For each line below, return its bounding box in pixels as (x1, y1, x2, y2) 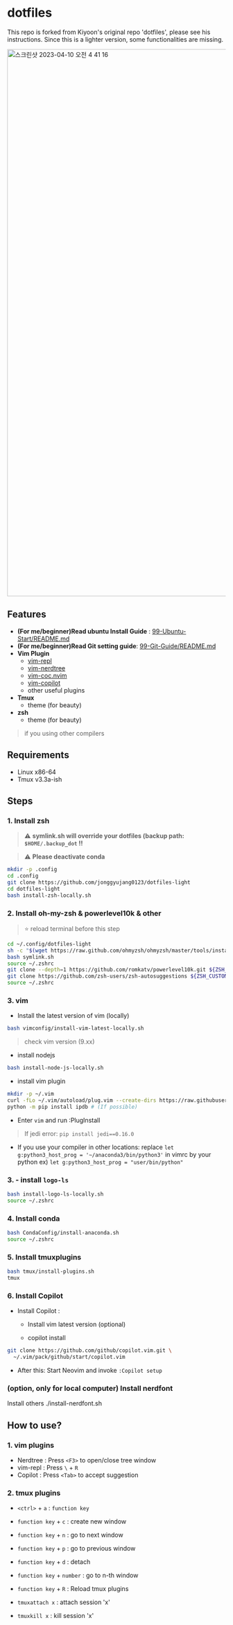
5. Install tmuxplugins (7, 1252, 82, 1262)
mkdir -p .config (7, 866, 58, 873)
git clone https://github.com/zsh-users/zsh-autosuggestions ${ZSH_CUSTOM (7, 973, 228, 980)
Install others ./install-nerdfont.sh (7, 1399, 103, 1408)
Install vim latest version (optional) (27, 1320, 126, 1328)
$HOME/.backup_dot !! (24, 839, 83, 848)
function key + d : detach (17, 1558, 91, 1566)
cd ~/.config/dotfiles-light (7, 940, 92, 948)
